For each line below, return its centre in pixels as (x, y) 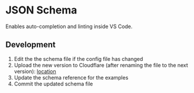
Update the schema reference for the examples (71, 77)
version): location (35, 71)
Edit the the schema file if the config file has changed (79, 58)
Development (31, 45)
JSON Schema (41, 10)
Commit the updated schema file (53, 84)
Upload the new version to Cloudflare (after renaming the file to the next (101, 65)
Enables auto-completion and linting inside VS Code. (69, 26)
